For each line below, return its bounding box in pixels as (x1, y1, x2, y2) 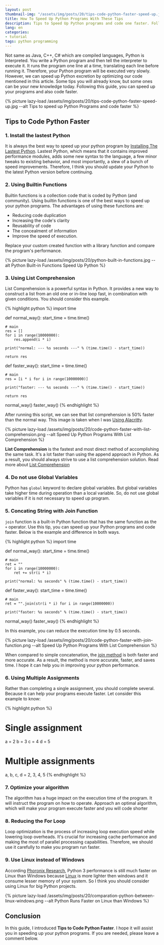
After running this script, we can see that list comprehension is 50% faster (5, 412, 155, 418)
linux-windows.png (5, 898, 44, 903)
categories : (5, 30, 29, 35)
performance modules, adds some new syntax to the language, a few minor (5, 153, 157, 159)
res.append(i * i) (14, 337, 51, 342)
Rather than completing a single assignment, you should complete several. (5, 685, 155, 691)
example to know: (5, 695, 41, 701)
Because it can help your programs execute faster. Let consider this (5, 691, 142, 696)
